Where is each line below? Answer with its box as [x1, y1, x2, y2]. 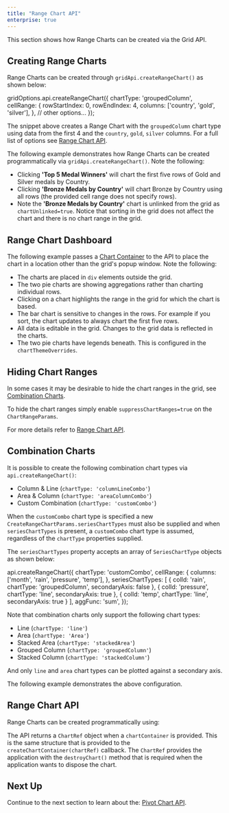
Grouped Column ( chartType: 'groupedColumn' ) [16, 645, 152, 654]
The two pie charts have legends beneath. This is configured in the [16, 339, 207, 347]
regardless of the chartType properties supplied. [7, 534, 143, 542]
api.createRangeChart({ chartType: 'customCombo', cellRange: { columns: [7, 568, 217, 576]
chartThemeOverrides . [16, 346, 77, 355]
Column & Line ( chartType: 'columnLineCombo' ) [16, 484, 151, 492]
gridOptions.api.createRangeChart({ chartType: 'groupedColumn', [7, 94, 193, 102]
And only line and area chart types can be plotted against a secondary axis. [7, 666, 223, 674]
